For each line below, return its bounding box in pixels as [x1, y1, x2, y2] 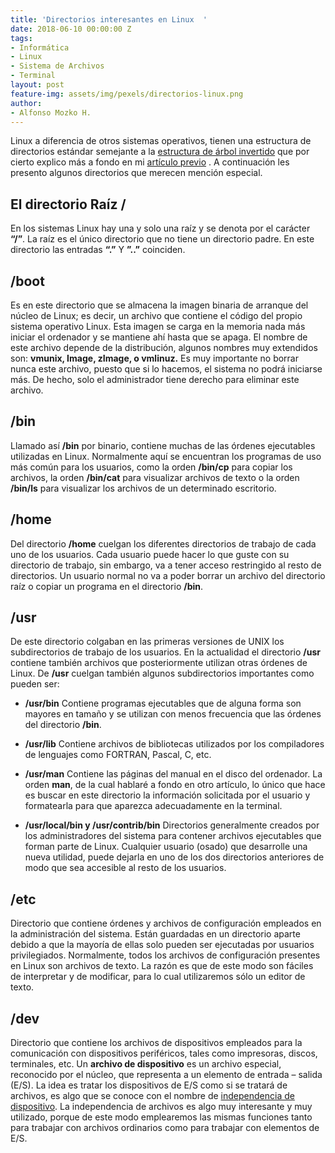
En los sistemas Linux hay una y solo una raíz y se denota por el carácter [10, 222, 311, 235]
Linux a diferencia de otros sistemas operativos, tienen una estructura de [10, 135, 312, 147]
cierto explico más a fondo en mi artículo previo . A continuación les [10, 156, 290, 168]
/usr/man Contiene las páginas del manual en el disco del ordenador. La [24, 768, 323, 780]
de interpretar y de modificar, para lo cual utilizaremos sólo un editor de [10, 971, 306, 983]
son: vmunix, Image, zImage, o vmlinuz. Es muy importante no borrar [10, 352, 300, 364]
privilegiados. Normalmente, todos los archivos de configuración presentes [10, 949, 321, 961]
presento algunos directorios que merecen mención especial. [10, 167, 263, 179]
